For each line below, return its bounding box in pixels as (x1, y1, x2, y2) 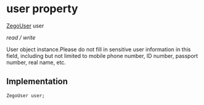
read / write (6, 34, 35, 41)
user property (6, 2, 78, 16)
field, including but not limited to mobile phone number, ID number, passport (6, 52, 199, 59)
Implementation (6, 76, 68, 87)
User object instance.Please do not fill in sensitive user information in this (6, 45, 191, 53)
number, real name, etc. (6, 59, 66, 66)
